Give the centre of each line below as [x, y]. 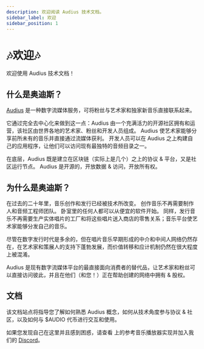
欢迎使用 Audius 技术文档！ [40, 73]
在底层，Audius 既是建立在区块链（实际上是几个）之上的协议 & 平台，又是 [99, 159]
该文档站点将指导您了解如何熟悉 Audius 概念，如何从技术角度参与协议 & [96, 312]
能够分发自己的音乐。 [43, 226]
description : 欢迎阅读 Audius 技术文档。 [55, 12]
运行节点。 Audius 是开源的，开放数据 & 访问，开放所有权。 [86, 167]
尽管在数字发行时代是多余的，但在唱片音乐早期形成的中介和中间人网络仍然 [99, 239]
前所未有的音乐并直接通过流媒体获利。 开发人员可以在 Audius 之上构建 [100, 138]
